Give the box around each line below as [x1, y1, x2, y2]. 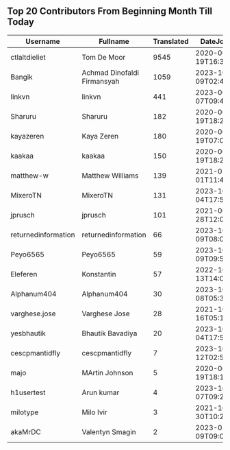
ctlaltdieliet [10, 52, 46, 62]
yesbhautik [10, 329, 47, 338]
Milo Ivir [81, 407, 107, 417]
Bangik [10, 72, 33, 82]
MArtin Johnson [81, 368, 133, 377]
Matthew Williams [81, 171, 139, 180]
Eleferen [10, 269, 38, 279]
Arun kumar [81, 388, 120, 397]
